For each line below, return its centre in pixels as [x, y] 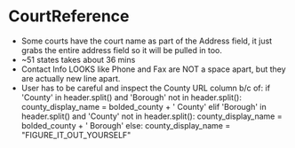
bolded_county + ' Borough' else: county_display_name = [126, 125]
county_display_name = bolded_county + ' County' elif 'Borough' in [144, 106]
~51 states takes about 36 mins [78, 59]
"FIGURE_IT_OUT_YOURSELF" [76, 135]
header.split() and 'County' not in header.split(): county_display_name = [151, 116]
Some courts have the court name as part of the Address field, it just [147, 41]
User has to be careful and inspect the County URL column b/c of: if [146, 88]
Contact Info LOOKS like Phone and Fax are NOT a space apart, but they [153, 69]
